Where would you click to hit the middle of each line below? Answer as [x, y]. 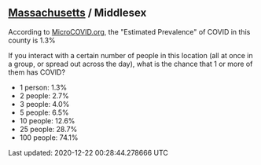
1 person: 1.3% [43, 87]
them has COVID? [37, 72]
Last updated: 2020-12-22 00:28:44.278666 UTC [88, 152]
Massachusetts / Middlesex [77, 13]
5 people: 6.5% [44, 112]
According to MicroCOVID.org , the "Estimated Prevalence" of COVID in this [129, 31]
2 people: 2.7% [44, 95]
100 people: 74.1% [49, 137]
